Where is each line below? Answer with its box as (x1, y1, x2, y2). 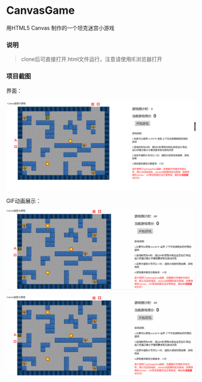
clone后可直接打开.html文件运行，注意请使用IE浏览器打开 (20, 55, 162, 63)
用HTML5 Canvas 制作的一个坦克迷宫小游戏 (6, 24, 115, 31)
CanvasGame (6, 4, 75, 17)
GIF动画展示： (6, 197, 41, 205)
